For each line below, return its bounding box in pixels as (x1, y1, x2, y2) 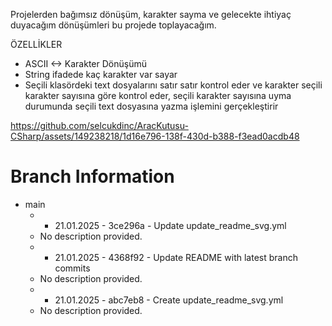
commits (54, 262, 91, 274)
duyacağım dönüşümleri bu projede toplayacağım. (10, 19, 217, 31)
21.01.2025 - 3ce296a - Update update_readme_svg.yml (54, 219, 287, 231)
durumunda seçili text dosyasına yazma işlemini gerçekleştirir (24, 100, 279, 112)
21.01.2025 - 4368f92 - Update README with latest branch (54, 251, 298, 263)
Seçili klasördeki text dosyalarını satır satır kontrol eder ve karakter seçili (24, 79, 323, 91)
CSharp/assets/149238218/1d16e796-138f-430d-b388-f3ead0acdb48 (10, 130, 300, 142)
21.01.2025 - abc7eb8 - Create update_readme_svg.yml (54, 294, 284, 306)
